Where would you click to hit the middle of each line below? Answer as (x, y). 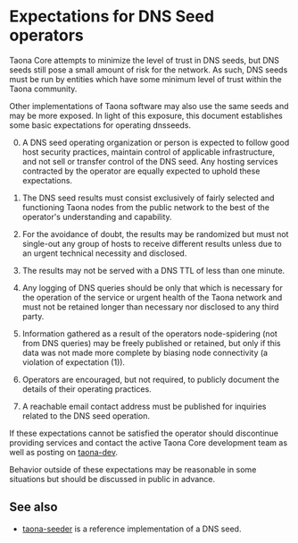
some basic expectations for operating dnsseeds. (100, 125)
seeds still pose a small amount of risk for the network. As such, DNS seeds (149, 70)
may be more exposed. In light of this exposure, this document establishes (146, 115)
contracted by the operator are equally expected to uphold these (141, 171)
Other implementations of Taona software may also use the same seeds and (149, 106)
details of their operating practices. (87, 389)
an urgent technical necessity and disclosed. (104, 253)
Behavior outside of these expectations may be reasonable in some (133, 469)
